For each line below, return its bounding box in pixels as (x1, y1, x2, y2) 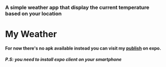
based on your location (5, 10, 62, 17)
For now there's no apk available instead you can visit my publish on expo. (5, 45, 162, 51)
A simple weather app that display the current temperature (5, 4, 150, 11)
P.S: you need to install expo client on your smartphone (5, 57, 122, 63)
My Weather (5, 29, 57, 40)
